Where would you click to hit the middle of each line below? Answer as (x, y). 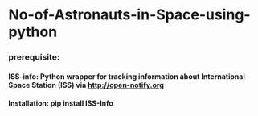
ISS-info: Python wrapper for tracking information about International (127, 76)
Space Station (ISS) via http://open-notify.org (86, 85)
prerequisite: (34, 57)
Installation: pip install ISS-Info (61, 103)
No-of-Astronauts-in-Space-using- (129, 15)
